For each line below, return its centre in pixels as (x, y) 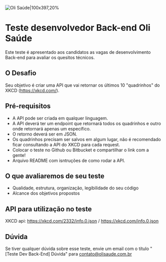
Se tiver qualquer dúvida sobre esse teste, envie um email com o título (77, 249)
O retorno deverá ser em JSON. (45, 134)
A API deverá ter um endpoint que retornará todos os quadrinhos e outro (87, 123)
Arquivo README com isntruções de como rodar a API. (69, 160)
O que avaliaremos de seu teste (55, 176)
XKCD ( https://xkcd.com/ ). (32, 90)
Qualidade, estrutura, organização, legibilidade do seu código (76, 188)
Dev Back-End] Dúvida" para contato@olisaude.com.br (76, 254)
